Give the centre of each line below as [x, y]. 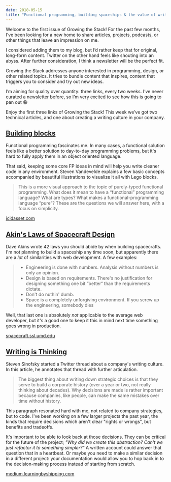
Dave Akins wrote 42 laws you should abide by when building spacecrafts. [84, 247]
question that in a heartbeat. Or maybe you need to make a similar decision [84, 453]
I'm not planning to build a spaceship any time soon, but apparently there [82, 252]
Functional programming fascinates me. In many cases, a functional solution [85, 146]
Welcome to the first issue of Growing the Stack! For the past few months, [83, 29]
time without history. [40, 401]
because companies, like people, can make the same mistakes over [89, 395]
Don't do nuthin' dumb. [50, 294]
